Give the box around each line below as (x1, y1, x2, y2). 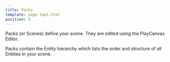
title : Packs (5, 7, 33, 13)
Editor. (5, 36, 19, 42)
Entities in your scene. (5, 51, 52, 57)
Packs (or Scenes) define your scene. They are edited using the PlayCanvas (5, 31, 165, 37)
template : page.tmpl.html (5, 12, 60, 17)
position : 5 (5, 17, 31, 22)
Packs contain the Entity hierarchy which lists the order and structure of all (5, 46, 162, 52)
